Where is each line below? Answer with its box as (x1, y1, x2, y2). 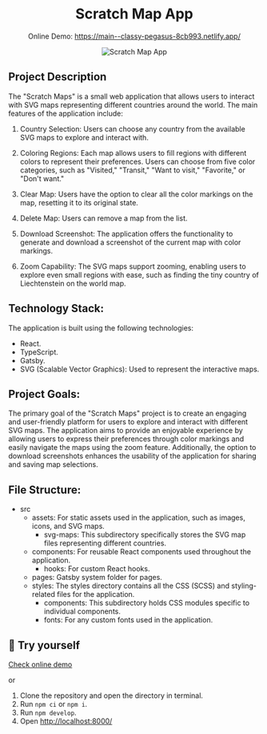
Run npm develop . (19, 708, 78, 717)
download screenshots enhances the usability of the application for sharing (8, 451, 257, 461)
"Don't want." (19, 173, 65, 183)
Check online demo (8, 659, 73, 669)
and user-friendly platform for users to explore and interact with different (8, 417, 249, 427)
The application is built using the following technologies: (8, 322, 194, 333)
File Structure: (8, 483, 82, 497)
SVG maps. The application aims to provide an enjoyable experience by (8, 426, 244, 436)
